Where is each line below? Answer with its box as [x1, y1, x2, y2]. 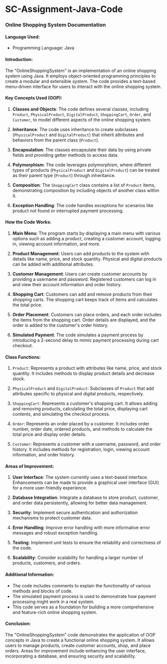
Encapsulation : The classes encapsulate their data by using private [12, 147, 152, 153]
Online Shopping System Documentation [5, 22, 106, 29]
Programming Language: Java [12, 45, 75, 51]
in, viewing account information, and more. [12, 241, 101, 247]
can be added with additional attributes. [12, 261, 94, 267]
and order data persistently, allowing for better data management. [12, 500, 148, 506]
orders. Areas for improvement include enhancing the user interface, [5, 647, 146, 653]
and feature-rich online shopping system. [12, 609, 98, 615]
